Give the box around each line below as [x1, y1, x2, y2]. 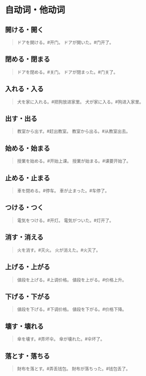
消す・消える [5, 233, 44, 242]
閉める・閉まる [5, 55, 50, 64]
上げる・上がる [5, 263, 50, 271]
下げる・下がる [5, 292, 50, 301]
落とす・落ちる [5, 351, 50, 360]
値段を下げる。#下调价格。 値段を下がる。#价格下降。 [17, 306, 127, 312]
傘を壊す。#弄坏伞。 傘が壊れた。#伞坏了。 [17, 336, 105, 342]
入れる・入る [5, 85, 44, 93]
